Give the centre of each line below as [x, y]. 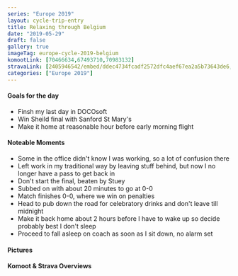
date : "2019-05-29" [36, 34]
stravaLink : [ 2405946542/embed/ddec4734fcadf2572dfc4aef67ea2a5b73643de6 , [120, 67]
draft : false [27, 40]
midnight [30, 211]
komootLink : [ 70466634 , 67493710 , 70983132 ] [71, 60]
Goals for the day [33, 96]
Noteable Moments [36, 143]
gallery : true [28, 47]
